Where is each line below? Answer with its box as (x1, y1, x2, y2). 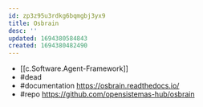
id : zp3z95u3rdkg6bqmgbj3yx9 (8, 11, 106, 20)
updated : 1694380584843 (8, 34, 88, 43)
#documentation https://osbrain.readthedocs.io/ (19, 81, 180, 91)
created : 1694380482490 (8, 42, 88, 50)
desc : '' (8, 27, 38, 35)
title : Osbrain (8, 19, 59, 27)
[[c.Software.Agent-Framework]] (19, 64, 128, 73)
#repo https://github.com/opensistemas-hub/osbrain (19, 89, 195, 99)
